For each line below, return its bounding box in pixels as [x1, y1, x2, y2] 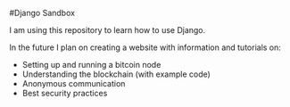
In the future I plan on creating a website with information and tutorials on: [9, 42, 281, 53]
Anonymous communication [21, 78, 126, 88]
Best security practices [21, 88, 108, 98]
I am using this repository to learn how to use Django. [9, 25, 206, 35]
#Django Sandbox [9, 8, 76, 18]
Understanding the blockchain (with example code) [21, 69, 211, 79]
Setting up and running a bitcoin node [21, 60, 162, 70]
